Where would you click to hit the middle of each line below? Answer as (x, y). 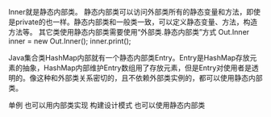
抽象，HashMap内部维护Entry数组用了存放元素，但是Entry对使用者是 (137, 68)
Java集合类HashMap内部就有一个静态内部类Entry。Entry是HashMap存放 (129, 58)
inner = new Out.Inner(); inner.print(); (70, 41)
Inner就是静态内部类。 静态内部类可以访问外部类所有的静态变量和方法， (127, 12)
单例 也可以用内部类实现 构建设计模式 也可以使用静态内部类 (107, 105)
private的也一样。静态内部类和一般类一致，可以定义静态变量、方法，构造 (136, 22)
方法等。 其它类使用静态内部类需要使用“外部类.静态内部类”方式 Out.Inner (129, 32)
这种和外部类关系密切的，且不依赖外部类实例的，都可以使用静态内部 (149, 78)
